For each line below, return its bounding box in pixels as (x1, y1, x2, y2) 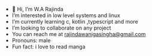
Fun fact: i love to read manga (11, 43, 86, 50)
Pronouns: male (11, 37, 51, 44)
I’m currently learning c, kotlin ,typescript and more (11, 18, 139, 25)
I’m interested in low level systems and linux (11, 12, 121, 19)
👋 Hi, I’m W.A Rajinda (11, 6, 64, 12)
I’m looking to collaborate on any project (11, 24, 112, 31)
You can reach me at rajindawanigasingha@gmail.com (11, 31, 146, 38)
